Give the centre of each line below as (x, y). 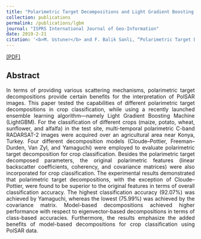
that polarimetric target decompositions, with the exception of (89, 179)
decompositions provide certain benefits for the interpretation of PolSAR (100, 96)
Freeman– (182, 141)
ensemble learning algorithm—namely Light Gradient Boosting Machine (100, 115)
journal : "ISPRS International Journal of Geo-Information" (83, 29)
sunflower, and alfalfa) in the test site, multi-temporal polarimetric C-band (100, 128)
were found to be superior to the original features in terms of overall (110, 186)
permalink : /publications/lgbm (45, 23)
